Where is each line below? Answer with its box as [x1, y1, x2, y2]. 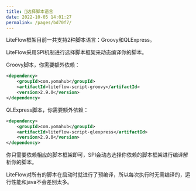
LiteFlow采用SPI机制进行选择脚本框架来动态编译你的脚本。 [6, 49, 147, 56]
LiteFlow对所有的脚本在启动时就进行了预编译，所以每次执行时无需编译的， [6, 171, 185, 178]
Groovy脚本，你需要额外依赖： [6, 61, 80, 68]
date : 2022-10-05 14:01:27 [6, 14, 72, 20]
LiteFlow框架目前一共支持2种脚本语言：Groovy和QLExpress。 [6, 36, 155, 43]
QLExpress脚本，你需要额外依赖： [6, 106, 89, 113]
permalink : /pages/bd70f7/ [6, 19, 72, 25]
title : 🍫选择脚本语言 [6, 8, 54, 15]
